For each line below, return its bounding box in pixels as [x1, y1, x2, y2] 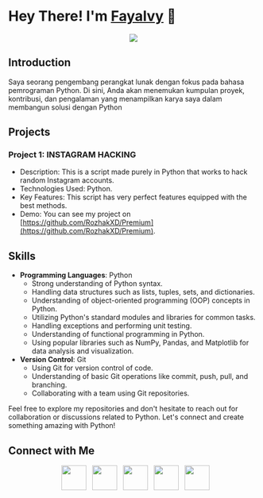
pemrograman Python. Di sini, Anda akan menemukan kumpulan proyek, [8, 85, 245, 95]
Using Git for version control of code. [31, 363, 153, 373]
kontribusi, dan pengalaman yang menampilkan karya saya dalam [8, 94, 222, 103]
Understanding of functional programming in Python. [31, 330, 205, 339]
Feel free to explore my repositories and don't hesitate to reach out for [8, 404, 238, 414]
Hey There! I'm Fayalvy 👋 [8, 7, 176, 25]
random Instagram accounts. [19, 176, 114, 185]
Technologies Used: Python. [19, 184, 113, 194]
